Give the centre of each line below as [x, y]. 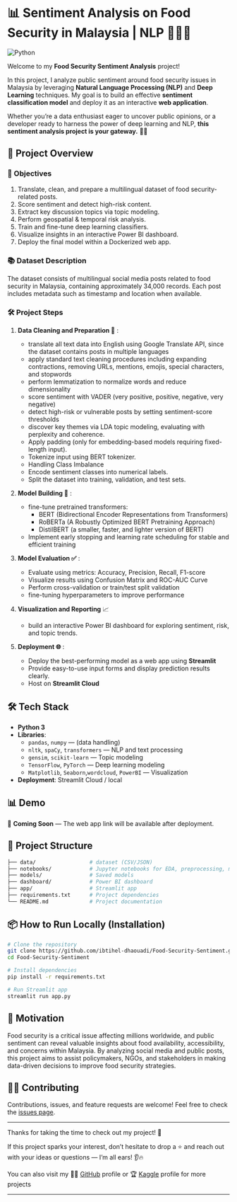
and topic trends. [53, 633]
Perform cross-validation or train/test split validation [104, 588]
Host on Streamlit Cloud [64, 684]
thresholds [44, 419]
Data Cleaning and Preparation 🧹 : [68, 331]
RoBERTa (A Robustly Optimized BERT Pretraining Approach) [127, 522]
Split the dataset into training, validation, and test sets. [107, 480]
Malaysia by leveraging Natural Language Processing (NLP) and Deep [110, 87]
